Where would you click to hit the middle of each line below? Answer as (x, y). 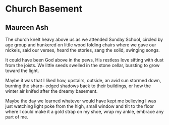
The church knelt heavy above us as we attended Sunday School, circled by (84, 39)
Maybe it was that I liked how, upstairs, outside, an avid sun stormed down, (83, 80)
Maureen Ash (27, 27)
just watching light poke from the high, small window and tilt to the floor (80, 106)
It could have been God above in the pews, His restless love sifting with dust (84, 60)
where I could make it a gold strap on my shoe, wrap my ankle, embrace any (84, 112)
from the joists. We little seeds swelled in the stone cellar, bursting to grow (82, 65)
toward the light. (22, 71)
